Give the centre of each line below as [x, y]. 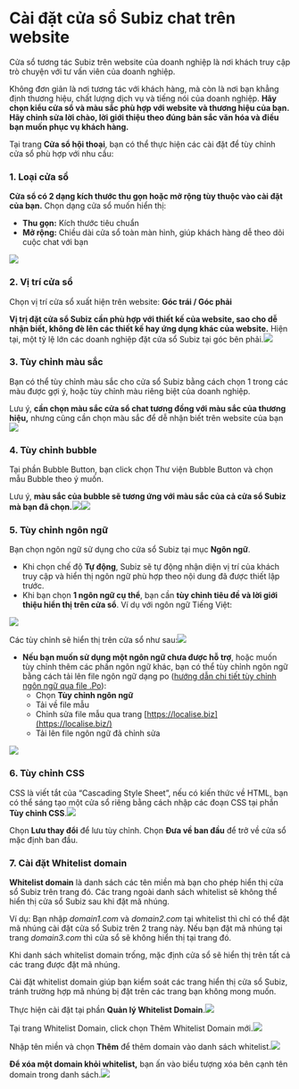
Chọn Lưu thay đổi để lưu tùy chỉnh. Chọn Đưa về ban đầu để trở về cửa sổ [148, 830]
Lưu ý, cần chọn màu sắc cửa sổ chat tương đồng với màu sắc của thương [148, 408]
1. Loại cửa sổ [39, 176]
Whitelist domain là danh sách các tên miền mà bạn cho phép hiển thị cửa [146, 882]
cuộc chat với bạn [55, 242]
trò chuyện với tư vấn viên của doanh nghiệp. [92, 72]
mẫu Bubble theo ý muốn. [57, 479]
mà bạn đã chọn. [41, 507]
